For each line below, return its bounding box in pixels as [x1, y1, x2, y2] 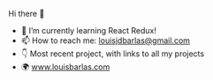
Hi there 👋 [8, 9, 45, 18]
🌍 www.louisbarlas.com [20, 62, 110, 72]
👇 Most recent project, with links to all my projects [20, 48, 205, 59]
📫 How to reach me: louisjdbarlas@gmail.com [20, 35, 191, 46]
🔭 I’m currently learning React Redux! [20, 25, 156, 35]
